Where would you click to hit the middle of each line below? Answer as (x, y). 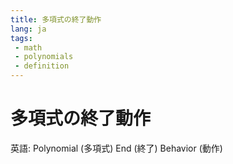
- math (28, 47)
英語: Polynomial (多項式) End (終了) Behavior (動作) (116, 148)
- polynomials (44, 57)
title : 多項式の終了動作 (56, 19)
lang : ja (28, 29)
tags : (21, 38)
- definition (42, 66)
